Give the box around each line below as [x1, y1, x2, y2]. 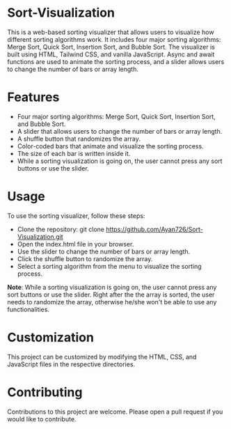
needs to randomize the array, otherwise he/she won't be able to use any [7, 297, 217, 306]
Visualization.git [17, 232, 63, 241]
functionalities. [7, 305, 50, 313]
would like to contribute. [7, 414, 77, 423]
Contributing [7, 384, 83, 400]
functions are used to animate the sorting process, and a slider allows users [7, 57, 225, 65]
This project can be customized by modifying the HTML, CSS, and [7, 352, 197, 361]
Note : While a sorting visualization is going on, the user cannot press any [7, 283, 217, 291]
